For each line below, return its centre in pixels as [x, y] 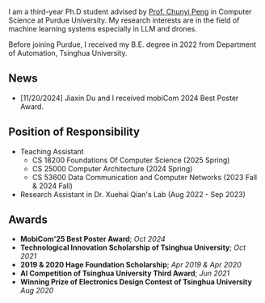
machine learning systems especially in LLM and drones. [103, 29]
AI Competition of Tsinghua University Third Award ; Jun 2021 [125, 273]
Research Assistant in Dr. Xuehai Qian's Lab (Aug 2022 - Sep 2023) [133, 194]
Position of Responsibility [74, 132]
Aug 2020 [37, 291]
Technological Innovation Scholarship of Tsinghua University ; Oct [133, 248]
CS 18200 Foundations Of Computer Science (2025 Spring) [131, 160]
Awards [28, 220]
